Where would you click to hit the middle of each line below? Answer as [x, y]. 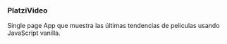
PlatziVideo [27, 10]
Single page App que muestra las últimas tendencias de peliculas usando [114, 26]
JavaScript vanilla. [34, 33]
